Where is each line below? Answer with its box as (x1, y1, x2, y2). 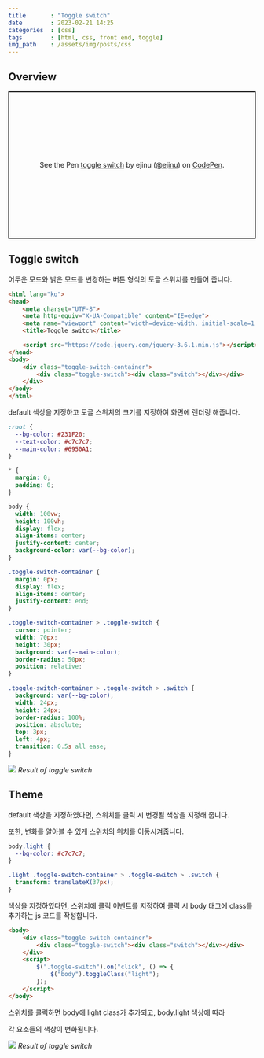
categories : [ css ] (8, 26, 76, 34)
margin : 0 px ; (15, 575, 58, 583)
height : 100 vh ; (15, 517, 65, 525)
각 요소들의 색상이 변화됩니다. (8, 1024, 99, 1034)
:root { (8, 423, 34, 431)
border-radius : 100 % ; (15, 713, 86, 721)
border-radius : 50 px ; (15, 655, 86, 663)
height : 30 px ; (15, 640, 61, 649)
